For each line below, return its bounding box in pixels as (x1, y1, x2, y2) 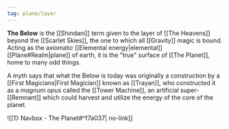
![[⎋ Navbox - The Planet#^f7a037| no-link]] (7, 114, 133, 122)
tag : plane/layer (7, 10, 57, 17)
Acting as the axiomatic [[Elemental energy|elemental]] (7, 43, 162, 51)
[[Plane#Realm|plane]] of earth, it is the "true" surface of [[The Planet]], (7, 51, 210, 59)
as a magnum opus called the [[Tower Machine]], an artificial (7, 86, 180, 94)
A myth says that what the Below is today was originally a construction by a (7, 71, 221, 80)
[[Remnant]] (7, 93, 41, 102)
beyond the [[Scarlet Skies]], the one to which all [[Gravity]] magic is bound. (7, 36, 223, 45)
